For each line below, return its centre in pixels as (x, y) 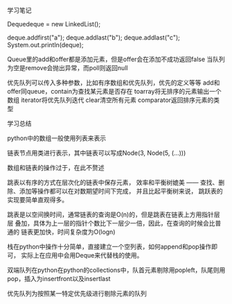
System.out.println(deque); (46, 45)
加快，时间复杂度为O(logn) (77, 232)
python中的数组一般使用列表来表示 (56, 138)
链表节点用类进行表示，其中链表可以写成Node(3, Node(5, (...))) (97, 153)
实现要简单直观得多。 (37, 200)
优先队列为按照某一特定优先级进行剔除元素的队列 (77, 293)
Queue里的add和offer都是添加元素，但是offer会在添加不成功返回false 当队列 (116, 59)
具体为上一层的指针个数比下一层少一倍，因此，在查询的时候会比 (124, 223)
